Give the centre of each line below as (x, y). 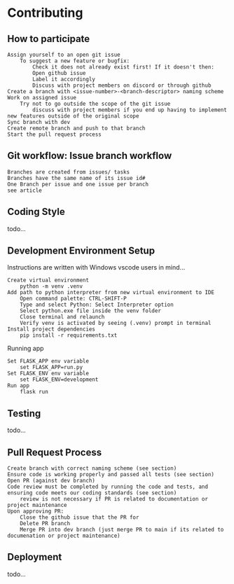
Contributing (45, 13)
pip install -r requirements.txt (69, 335)
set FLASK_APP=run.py (51, 368)
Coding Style (36, 212)
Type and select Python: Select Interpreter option (97, 305)
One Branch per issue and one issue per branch (78, 184)
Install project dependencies (51, 329)
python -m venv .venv (51, 286)
